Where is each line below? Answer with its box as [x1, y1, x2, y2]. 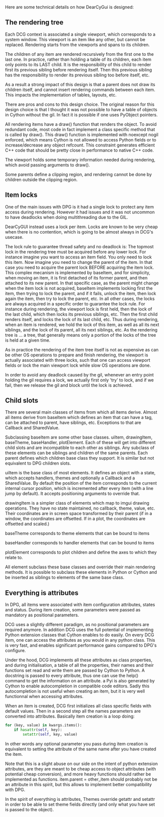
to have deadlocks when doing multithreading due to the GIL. [5, 214, 128, 220]
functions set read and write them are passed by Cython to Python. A [5, 668, 145, 674]
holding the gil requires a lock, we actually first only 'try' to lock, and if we [5, 377, 154, 383]
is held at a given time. [5, 337, 50, 343]
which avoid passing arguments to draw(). [5, 162, 90, 168]
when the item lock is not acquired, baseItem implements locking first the [5, 285, 153, 291]
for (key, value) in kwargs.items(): [5, 723, 82, 728]
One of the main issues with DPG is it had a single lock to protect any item [5, 204, 154, 210]
